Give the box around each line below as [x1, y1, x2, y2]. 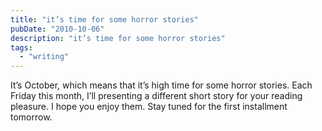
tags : [10, 42, 33, 53]
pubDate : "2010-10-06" [10, 24, 105, 34]
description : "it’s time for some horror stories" [10, 33, 226, 43]
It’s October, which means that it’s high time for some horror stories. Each [10, 79, 313, 91]
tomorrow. [10, 111, 53, 123]
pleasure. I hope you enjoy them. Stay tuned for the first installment [10, 101, 288, 113]
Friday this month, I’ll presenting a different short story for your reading [10, 90, 303, 102]
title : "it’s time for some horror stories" [10, 14, 199, 25]
